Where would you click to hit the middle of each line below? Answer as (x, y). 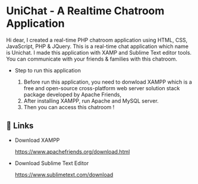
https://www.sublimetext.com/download (64, 175)
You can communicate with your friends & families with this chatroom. (92, 59)
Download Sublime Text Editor (52, 163)
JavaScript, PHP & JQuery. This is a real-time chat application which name (98, 46)
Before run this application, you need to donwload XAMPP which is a (108, 82)
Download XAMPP (37, 140)
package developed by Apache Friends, (73, 94)
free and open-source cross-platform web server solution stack (102, 88)
